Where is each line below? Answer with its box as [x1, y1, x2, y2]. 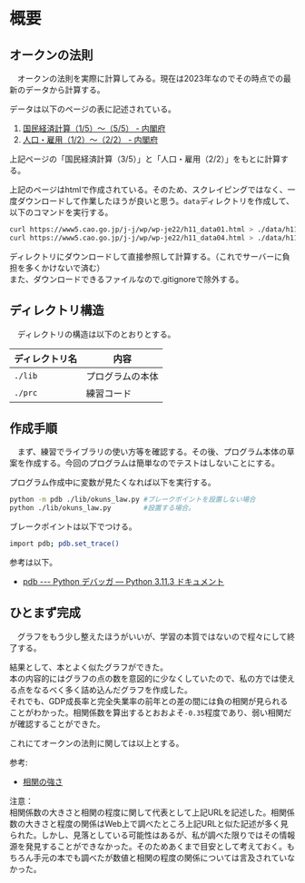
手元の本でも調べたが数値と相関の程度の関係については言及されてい [33, 852, 288, 863]
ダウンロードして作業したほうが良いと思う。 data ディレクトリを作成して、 [16, 196, 295, 206]
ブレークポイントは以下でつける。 [9, 521, 137, 532]
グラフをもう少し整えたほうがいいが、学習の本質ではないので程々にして [16, 631, 288, 642]
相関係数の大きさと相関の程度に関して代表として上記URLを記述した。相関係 [9, 807, 295, 818]
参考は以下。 [9, 557, 57, 567]
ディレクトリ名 [14, 352, 77, 365]
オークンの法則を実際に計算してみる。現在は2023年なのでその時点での [16, 74, 284, 83]
